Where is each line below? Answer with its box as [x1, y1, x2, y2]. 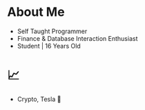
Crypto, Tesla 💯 [17, 95, 61, 103]
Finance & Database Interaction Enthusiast [17, 34, 138, 42]
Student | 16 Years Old [17, 42, 81, 50]
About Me [7, 4, 65, 20]
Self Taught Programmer [17, 27, 88, 35]
